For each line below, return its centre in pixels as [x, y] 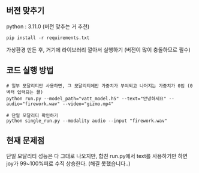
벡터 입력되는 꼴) [25, 92]
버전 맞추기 [25, 11]
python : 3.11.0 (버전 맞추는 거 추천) [48, 26]
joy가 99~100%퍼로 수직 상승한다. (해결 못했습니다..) [68, 163]
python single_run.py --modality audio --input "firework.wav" [87, 121]
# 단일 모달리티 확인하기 [32, 115]
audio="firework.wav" [33, 104]
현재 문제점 [25, 141]
